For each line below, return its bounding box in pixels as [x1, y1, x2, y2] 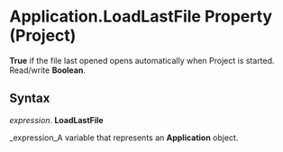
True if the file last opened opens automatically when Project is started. [9, 55, 275, 66]
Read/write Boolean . [9, 65, 86, 76]
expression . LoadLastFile [9, 114, 104, 125]
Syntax [9, 91, 50, 106]
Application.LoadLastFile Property [9, 6, 273, 27]
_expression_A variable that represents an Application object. [9, 132, 239, 143]
